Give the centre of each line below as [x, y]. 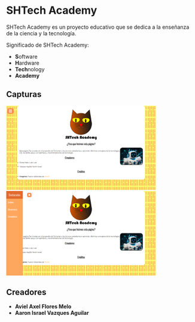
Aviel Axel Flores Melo [43, 306]
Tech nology [30, 69]
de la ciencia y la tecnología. [41, 33]
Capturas [24, 94]
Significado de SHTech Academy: [48, 45]
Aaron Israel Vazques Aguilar [52, 313]
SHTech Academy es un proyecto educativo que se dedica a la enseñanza [98, 27]
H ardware [27, 63]
